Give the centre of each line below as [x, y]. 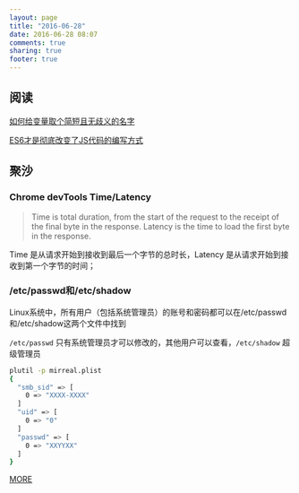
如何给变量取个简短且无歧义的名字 [72, 121]
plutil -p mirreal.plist [56, 370]
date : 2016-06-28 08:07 [54, 34]
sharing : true [36, 51]
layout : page [34, 17]
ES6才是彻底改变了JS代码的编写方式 [77, 140]
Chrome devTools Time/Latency [81, 197]
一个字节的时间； [64, 265]
